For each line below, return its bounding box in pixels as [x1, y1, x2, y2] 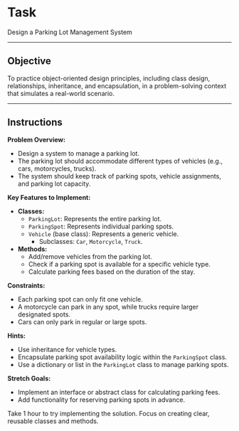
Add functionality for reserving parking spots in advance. [17, 395, 186, 404]
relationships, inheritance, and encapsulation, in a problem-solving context [7, 81, 227, 90]
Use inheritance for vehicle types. [17, 345, 117, 353]
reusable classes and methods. [7, 417, 99, 425]
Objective [7, 55, 52, 68]
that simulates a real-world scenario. [7, 89, 115, 97]
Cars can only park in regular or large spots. [17, 317, 147, 326]
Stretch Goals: [7, 374, 51, 383]
